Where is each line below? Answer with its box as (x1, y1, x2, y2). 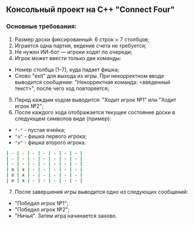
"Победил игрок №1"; (14, 200, 69, 207)
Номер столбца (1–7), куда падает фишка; (14, 66, 119, 73)
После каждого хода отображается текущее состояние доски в (14, 108, 175, 115)
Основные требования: (6, 22, 77, 31)
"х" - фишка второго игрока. (14, 138, 86, 146)
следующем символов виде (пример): (14, 115, 112, 122)
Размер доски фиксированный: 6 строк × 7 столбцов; (14, 35, 150, 43)
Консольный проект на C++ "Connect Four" (6, 5, 175, 15)
